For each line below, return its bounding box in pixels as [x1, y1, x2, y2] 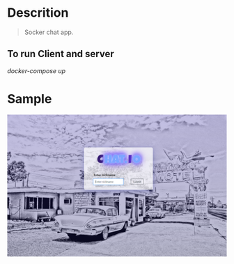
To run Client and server [7, 48, 114, 60]
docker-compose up [7, 66, 66, 75]
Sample [7, 91, 52, 107]
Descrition [7, 5, 69, 21]
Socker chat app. [24, 28, 74, 36]
